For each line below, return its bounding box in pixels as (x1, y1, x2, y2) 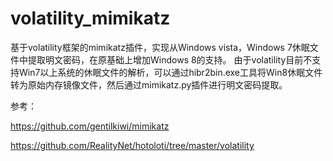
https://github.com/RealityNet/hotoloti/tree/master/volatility (10, 139, 255, 151)
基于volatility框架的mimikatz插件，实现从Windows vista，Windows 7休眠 (10, 41, 310, 53)
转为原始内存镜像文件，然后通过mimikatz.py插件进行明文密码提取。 (10, 78, 288, 91)
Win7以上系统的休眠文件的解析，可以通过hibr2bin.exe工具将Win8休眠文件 (18, 66, 323, 78)
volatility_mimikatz (10, 7, 171, 30)
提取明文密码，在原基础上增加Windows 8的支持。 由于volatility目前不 (27, 53, 313, 66)
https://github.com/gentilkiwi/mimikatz (10, 120, 170, 132)
